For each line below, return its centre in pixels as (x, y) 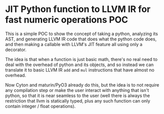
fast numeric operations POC (67, 20)
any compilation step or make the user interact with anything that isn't (77, 90)
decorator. (16, 49)
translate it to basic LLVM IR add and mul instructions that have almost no (80, 70)
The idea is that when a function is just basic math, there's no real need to (81, 59)
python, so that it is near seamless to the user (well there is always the (77, 95)
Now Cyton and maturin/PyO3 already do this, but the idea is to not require (82, 85)
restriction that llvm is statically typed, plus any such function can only (78, 100)
